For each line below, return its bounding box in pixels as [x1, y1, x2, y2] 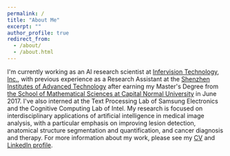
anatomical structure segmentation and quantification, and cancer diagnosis [7, 126, 224, 135]
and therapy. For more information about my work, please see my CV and [7, 133, 216, 142]
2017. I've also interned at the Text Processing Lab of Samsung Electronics [7, 97, 218, 105]
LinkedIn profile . [7, 141, 53, 149]
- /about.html [13, 49, 54, 56]
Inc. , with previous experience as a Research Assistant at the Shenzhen [7, 75, 210, 83]
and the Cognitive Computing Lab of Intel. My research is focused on [7, 104, 203, 113]
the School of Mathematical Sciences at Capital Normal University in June [7, 89, 217, 97]
